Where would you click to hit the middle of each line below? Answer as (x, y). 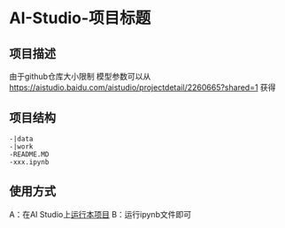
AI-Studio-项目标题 (80, 18)
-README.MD (29, 154)
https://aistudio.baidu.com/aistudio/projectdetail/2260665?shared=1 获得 (142, 87)
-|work (21, 147)
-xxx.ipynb (29, 162)
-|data (21, 139)
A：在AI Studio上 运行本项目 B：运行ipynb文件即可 (100, 214)
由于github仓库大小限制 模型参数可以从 (80, 76)
